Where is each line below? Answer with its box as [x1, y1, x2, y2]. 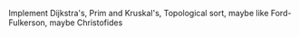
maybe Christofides [49, 17, 123, 28]
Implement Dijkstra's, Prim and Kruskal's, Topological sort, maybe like [8, 8, 269, 18]
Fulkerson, [8, 17, 48, 28]
